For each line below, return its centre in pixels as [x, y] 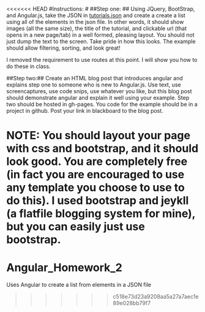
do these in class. [28, 66]
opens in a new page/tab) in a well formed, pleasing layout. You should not [100, 35]
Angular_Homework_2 [64, 268]
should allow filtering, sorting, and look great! [63, 48]
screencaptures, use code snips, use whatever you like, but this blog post [99, 91]
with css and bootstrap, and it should [102, 149]
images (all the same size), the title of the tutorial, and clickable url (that [96, 28]
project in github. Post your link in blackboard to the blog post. [85, 111]
